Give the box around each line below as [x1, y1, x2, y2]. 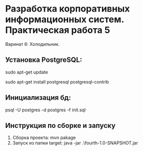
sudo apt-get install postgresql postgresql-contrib [5, 79, 110, 85]
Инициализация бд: [5, 94, 71, 102]
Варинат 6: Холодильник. [5, 41, 60, 47]
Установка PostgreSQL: [5, 56, 82, 64]
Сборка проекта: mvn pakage [12, 134, 76, 141]
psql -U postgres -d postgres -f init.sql [5, 107, 86, 113]
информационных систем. [5, 14, 124, 25]
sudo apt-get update [5, 69, 48, 75]
